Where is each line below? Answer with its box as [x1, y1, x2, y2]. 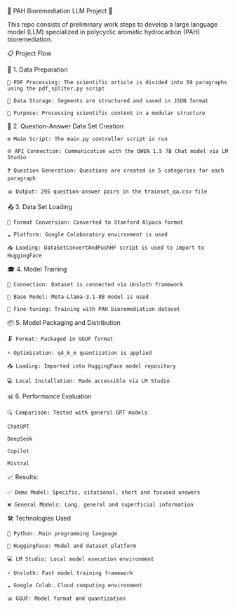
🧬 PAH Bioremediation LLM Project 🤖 [7, 7, 114, 15]
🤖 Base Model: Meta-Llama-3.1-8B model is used [7, 293, 149, 300]
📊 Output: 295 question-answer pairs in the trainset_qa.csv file [7, 188, 208, 195]
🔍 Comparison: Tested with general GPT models [7, 409, 148, 416]
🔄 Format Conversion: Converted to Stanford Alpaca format [7, 219, 184, 226]
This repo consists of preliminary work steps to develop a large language [7, 20, 218, 28]
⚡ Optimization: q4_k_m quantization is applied [7, 349, 152, 356]
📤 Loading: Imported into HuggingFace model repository [7, 363, 177, 370]
